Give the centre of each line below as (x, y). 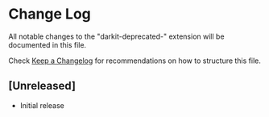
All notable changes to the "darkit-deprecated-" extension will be (116, 36)
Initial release (42, 105)
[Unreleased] (42, 86)
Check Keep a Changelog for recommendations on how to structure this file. (135, 61)
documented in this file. (48, 44)
